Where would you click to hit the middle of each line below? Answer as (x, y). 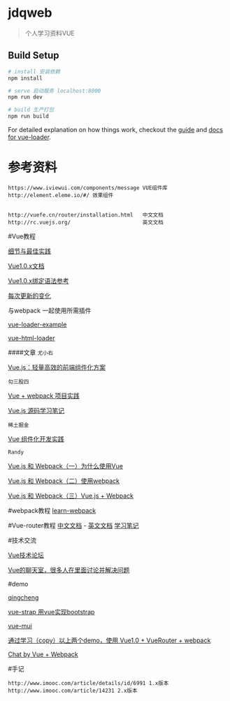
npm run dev (25, 97)
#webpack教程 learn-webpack (52, 510)
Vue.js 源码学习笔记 (36, 410)
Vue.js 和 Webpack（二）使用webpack (64, 481)
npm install (25, 78)
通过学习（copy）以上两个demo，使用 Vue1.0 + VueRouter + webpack (109, 640)
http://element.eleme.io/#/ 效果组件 (61, 195)
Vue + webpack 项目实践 (44, 396)
